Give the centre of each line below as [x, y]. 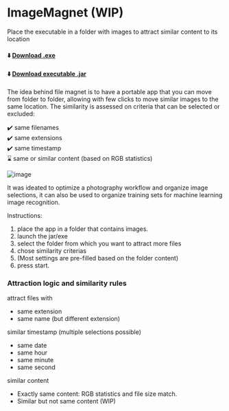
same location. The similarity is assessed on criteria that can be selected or [114, 106]
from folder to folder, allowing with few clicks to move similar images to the [113, 99]
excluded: [21, 113]
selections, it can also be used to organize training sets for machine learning [115, 195]
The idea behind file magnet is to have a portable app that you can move [110, 91]
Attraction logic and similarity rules [67, 283]
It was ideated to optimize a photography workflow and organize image [108, 188]
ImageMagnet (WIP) [65, 13]
